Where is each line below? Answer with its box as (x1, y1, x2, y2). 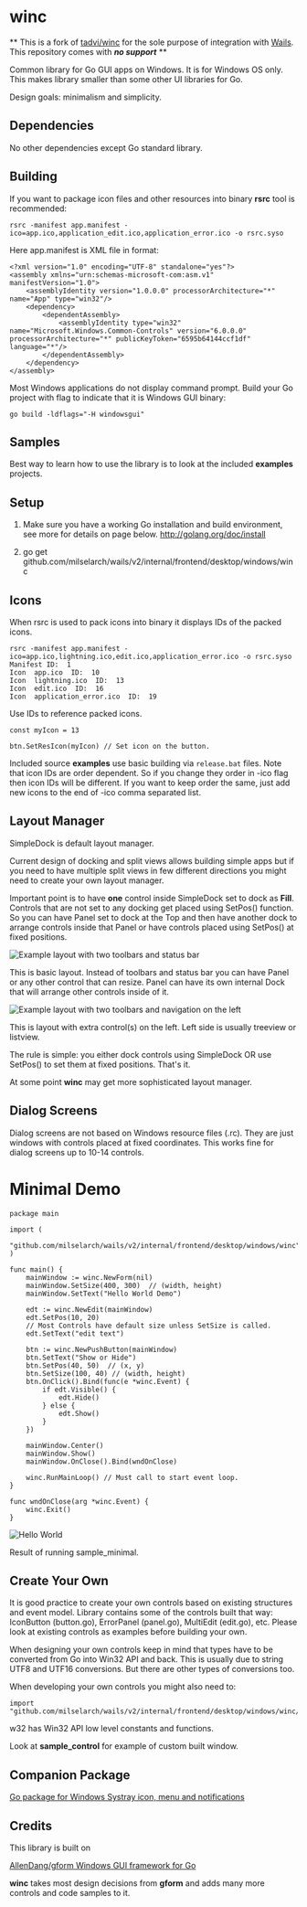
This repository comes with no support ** (9, 46, 167, 57)
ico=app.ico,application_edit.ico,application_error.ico (9, 229, 231, 238)
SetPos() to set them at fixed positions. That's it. (9, 1059, 191, 1070)
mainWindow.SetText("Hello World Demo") (26, 1289, 182, 1298)
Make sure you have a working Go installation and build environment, (22, 519, 283, 530)
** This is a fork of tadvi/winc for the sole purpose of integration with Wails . (9, 37, 294, 48)
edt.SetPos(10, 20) (26, 1313, 101, 1322)
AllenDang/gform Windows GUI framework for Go (9, 1860, 196, 1870)
